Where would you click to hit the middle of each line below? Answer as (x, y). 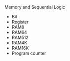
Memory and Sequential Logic (35, 7)
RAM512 (20, 37)
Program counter (29, 53)
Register (20, 22)
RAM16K (20, 48)
